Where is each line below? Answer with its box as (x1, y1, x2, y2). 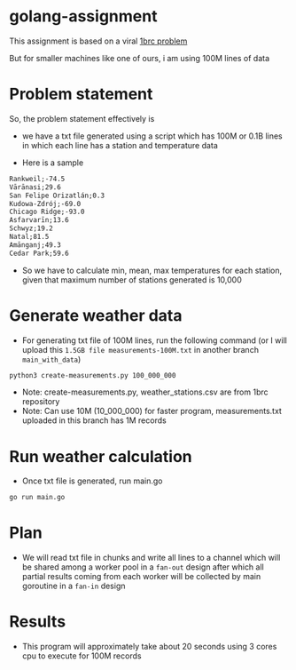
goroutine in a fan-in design (21, 580, 126, 592)
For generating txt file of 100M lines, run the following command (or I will (21, 335, 288, 346)
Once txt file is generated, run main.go (21, 475, 163, 486)
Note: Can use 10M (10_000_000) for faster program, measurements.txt (21, 406, 282, 417)
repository (21, 396, 60, 407)
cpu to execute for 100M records (21, 650, 142, 661)
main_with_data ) (21, 354, 82, 364)
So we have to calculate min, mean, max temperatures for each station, (21, 265, 282, 275)
